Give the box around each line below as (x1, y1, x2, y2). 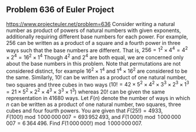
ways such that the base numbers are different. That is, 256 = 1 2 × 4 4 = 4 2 (6, 46, 188, 54)
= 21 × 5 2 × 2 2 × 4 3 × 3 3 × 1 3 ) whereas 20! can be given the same (6, 87, 165, 95)
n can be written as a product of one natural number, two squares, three (6, 101, 181, 108)
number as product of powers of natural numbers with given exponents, (6, 27, 181, 34)
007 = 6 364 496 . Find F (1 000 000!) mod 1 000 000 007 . (6, 120, 143, 127)
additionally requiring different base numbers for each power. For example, (6, 33, 188, 40)
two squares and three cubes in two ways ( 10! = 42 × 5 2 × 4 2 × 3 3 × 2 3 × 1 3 (6, 80, 190, 88)
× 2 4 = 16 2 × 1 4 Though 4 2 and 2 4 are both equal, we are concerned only (6, 53, 184, 61)
